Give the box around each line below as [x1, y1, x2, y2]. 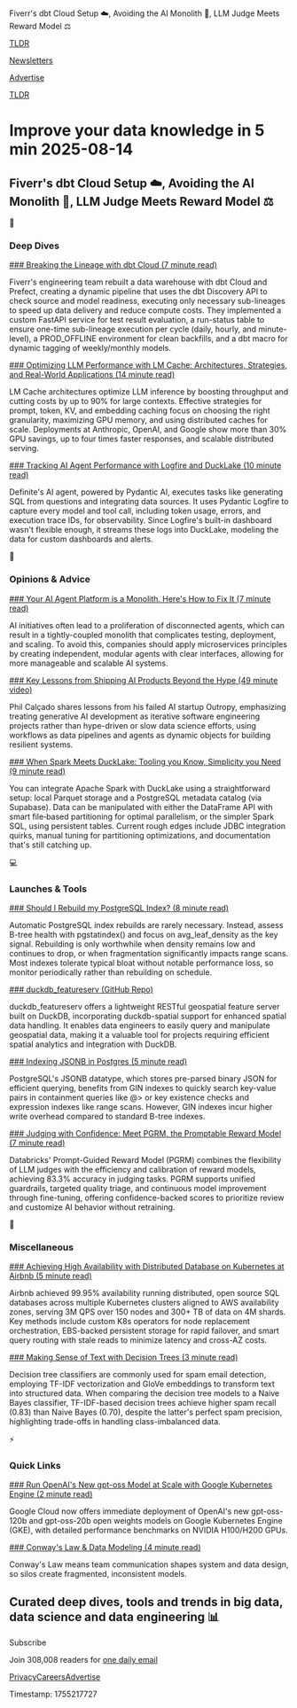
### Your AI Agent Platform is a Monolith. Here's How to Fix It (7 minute [9, 593, 271, 604]
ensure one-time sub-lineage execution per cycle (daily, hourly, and [9, 324, 257, 335]
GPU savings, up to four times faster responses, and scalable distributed [9, 433, 275, 444]
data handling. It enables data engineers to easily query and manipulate [9, 1019, 270, 1031]
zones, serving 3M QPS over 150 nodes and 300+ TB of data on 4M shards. [9, 1306, 286, 1317]
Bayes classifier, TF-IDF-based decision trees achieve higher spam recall [9, 1398, 277, 1408]
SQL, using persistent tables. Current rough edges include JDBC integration [9, 820, 286, 831]
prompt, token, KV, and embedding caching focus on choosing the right [9, 405, 270, 416]
